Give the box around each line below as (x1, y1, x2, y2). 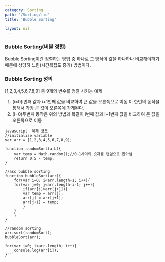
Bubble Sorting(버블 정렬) (5, 43, 66, 50)
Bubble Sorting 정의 (5, 76, 53, 83)
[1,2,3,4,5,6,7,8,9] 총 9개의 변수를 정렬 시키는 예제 (5, 88, 103, 94)
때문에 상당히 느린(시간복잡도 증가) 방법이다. (5, 62, 91, 68)
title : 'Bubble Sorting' (5, 17, 57, 22)
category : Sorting (5, 7, 43, 13)
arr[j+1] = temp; (23, 199, 59, 205)
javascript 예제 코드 (5, 128, 48, 134)
